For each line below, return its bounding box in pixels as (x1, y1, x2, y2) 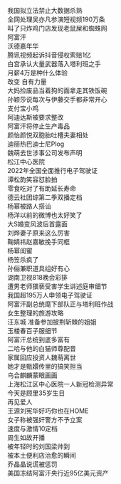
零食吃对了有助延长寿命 (7, 184, 76, 192)
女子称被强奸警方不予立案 (7, 416, 83, 423)
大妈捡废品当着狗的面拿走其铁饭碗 (7, 86, 107, 95)
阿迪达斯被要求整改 (7, 113, 64, 121)
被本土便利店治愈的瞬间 (7, 451, 76, 459)
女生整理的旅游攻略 (7, 309, 64, 317)
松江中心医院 (7, 157, 45, 166)
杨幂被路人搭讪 (7, 202, 51, 210)
